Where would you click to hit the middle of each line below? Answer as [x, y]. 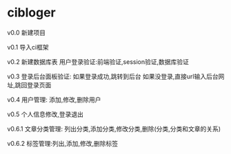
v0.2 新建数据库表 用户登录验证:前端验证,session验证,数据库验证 [98, 62]
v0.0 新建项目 [27, 32]
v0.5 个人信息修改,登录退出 [46, 114]
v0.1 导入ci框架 [28, 47]
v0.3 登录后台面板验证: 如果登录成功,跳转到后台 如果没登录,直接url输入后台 [113, 76]
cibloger [32, 13]
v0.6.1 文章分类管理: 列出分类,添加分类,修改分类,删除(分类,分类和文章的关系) [114, 129]
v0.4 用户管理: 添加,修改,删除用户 [54, 99]
